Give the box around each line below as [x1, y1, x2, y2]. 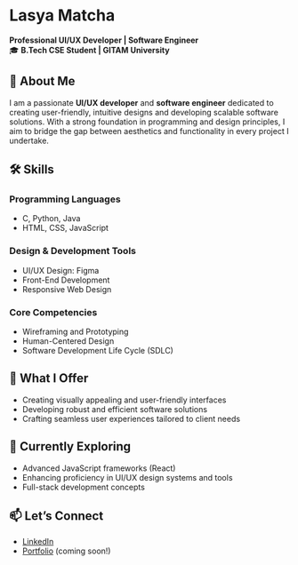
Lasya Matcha [9, 5, 116, 26]
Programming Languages [9, 193, 122, 205]
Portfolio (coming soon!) [21, 545, 111, 556]
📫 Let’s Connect [9, 508, 104, 524]
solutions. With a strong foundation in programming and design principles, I [9, 116, 286, 127]
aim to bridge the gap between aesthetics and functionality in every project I [9, 125, 289, 136]
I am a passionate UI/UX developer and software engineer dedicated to [9, 97, 274, 107]
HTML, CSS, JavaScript [21, 223, 109, 234]
